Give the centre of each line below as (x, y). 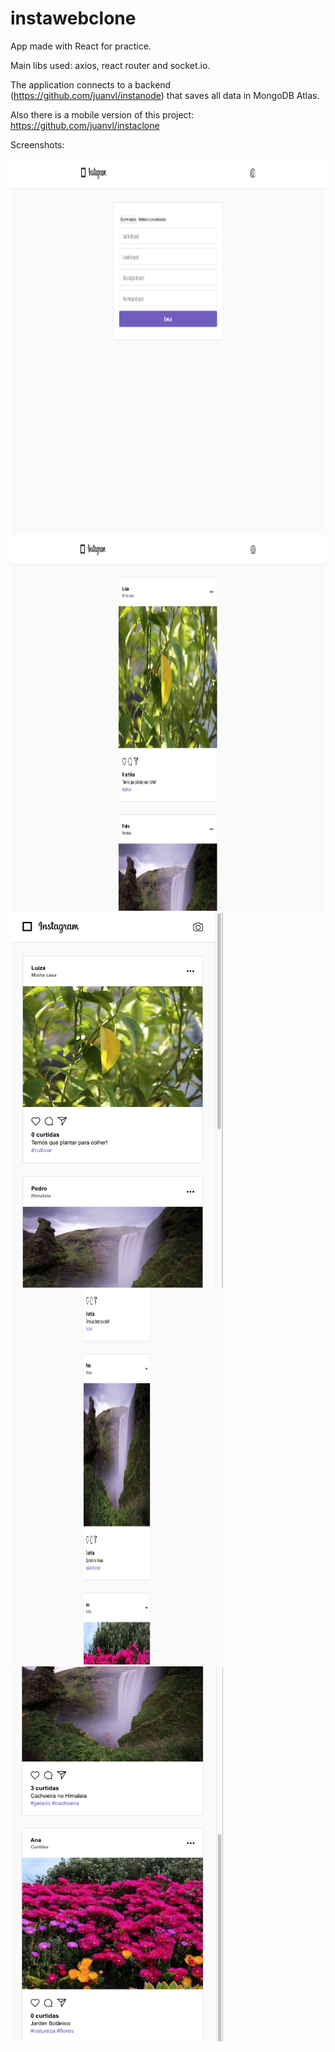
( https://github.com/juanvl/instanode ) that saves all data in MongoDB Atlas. (165, 95)
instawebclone (73, 18)
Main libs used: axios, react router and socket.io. (110, 65)
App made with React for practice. (81, 46)
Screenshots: (37, 144)
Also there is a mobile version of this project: (102, 114)
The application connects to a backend (91, 84)
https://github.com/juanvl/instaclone (85, 125)
